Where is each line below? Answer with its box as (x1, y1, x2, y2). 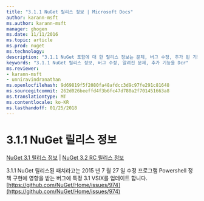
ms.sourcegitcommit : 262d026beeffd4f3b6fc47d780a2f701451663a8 (6, 88, 170, 94)
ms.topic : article (6, 37, 53, 43)
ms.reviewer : (6, 65, 39, 72)
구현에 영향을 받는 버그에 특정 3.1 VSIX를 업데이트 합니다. (12, 174, 148, 182)
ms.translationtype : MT (6, 94, 67, 100)
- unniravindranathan (6, 77, 61, 83)
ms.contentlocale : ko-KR (6, 99, 69, 105)
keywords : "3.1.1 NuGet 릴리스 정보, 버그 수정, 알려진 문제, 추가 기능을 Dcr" (6, 60, 189, 66)
